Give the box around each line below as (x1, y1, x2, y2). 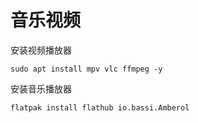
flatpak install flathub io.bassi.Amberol (10, 102, 190, 113)
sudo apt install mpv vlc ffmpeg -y (10, 64, 163, 74)
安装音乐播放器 (10, 82, 72, 95)
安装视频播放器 (10, 44, 72, 56)
